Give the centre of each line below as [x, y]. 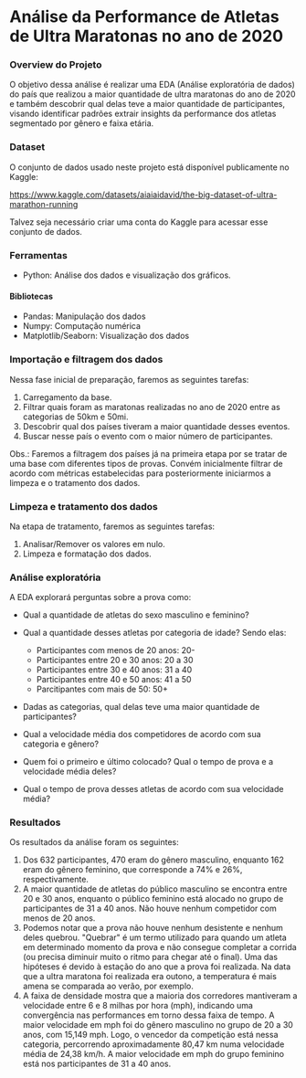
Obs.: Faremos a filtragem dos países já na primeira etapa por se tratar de [148, 453]
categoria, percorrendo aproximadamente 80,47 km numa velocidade [153, 1044]
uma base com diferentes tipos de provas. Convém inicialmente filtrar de [146, 463]
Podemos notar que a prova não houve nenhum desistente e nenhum [153, 928]
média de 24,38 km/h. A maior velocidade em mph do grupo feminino [153, 1054]
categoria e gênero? [60, 744]
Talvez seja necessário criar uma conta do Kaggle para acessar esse [139, 222]
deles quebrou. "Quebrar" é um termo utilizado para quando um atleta [155, 937]
